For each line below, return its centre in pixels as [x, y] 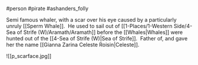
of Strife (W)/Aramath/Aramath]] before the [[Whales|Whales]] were [100, 32]
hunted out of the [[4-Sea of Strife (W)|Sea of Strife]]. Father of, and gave [97, 38]
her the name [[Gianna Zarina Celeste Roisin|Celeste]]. [73, 45]
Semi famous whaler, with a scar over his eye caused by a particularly [91, 20]
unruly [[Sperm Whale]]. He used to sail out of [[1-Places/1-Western [90, 26]
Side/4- [183, 26]
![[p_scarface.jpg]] [29, 56]
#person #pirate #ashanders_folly [47, 8]
